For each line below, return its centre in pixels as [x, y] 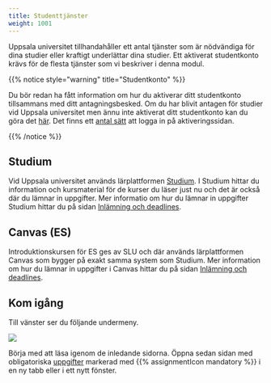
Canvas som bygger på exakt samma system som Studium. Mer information [135, 260]
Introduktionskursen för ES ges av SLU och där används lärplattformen [126, 252]
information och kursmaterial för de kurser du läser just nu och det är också [134, 190]
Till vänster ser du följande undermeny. [74, 322]
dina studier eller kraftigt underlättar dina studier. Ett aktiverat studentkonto [133, 55]
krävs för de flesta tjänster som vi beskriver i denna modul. [106, 63]
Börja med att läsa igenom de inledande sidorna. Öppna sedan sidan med [131, 353]
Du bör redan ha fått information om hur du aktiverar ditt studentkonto [125, 95]
